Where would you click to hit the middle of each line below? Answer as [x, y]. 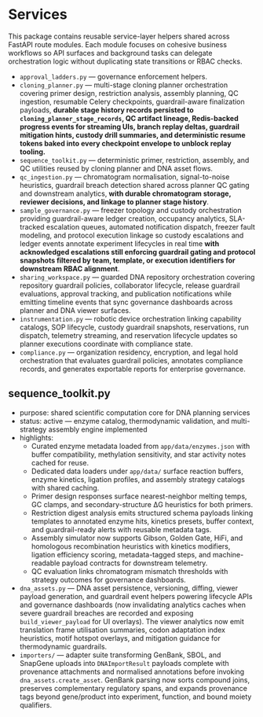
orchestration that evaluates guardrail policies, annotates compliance [131, 360]
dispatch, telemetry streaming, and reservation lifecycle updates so [128, 335]
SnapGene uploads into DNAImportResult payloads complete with [124, 663]
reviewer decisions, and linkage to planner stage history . [114, 201]
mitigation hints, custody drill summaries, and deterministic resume [132, 134]
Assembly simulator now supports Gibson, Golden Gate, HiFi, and [137, 538]
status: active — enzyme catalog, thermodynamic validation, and [124, 421]
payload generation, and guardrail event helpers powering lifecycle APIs [136, 596]
